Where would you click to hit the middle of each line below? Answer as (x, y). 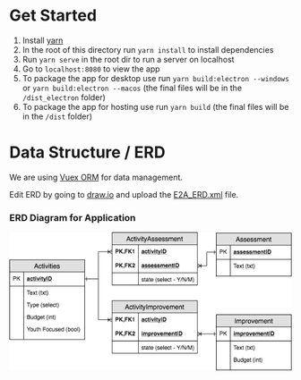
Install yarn (43, 40)
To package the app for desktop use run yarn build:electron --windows (155, 78)
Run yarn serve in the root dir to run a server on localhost (128, 59)
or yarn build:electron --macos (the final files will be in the (132, 88)
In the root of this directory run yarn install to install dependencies (148, 49)
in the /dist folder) (57, 116)
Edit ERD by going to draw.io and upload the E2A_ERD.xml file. (124, 194)
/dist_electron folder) (64, 97)
